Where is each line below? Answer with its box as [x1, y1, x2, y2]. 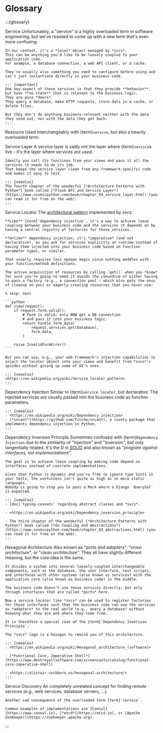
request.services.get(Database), [31, 325, 99, 330]
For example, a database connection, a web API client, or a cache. [5, 61, 147, 66]
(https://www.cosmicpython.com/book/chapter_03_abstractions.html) [5, 527, 145, 532]
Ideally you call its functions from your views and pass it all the [5, 158, 149, 163]
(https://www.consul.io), [5, 711, 57, 715]
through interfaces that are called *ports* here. [5, 590, 110, 594]
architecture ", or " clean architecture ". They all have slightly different [5, 549, 142, 555]
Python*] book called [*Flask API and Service [5, 188, 101, 193]
